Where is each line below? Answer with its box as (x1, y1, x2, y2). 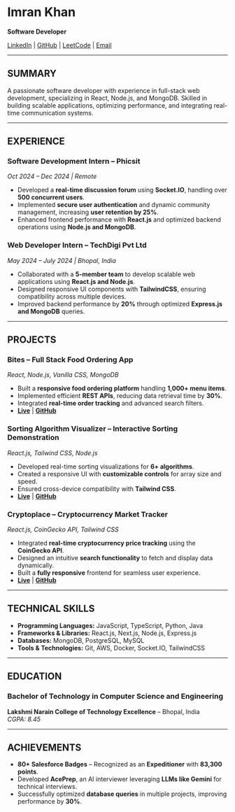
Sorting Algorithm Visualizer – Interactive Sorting (7, 424, 178, 434)
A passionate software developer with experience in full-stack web (7, 86, 201, 94)
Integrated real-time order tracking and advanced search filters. (17, 399, 204, 408)
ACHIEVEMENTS (7, 741, 82, 753)
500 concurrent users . (17, 193, 85, 201)
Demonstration (7, 433, 59, 443)
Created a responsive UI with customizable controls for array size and (17, 469, 222, 478)
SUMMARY (7, 68, 57, 80)
